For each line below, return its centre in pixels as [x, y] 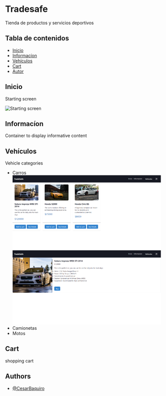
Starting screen [21, 99]
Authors [18, 376]
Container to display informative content [46, 136]
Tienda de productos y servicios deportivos [49, 23]
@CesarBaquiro [28, 388]
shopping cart [19, 361]
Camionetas [24, 328]
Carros [19, 173]
